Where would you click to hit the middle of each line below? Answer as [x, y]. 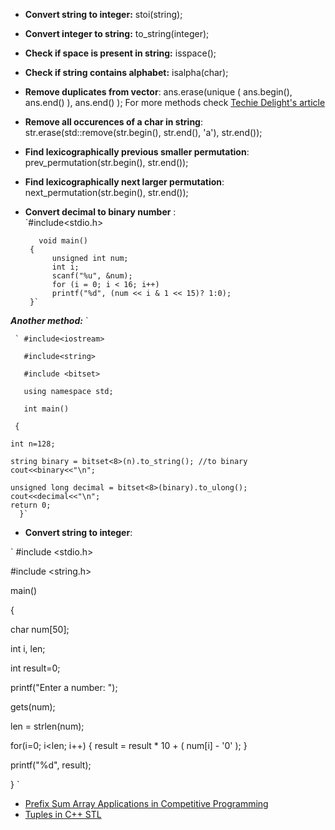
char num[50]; [40, 629]
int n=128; [33, 444]
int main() [46, 409]
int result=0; [35, 668]
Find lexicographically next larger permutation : [124, 182]
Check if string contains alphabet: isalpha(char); [126, 72]
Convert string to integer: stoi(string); [103, 14]
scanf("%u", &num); [92, 276]
